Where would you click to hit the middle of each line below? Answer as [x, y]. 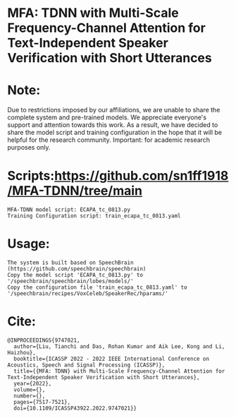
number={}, [30, 396]
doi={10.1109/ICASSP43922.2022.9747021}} [75, 408]
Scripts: [31, 176]
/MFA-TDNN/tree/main [75, 191]
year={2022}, [33, 383]
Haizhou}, [22, 352]
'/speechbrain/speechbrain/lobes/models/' [70, 281]
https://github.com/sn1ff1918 [141, 176]
